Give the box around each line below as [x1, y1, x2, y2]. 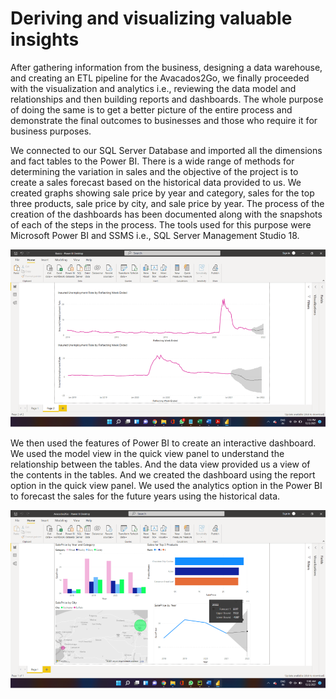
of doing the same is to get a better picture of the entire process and [10, 103, 293, 116]
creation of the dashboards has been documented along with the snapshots [10, 208, 323, 220]
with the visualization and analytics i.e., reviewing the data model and [10, 82, 297, 94]
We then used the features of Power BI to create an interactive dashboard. [10, 437, 317, 449]
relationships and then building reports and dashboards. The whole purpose [10, 93, 324, 105]
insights [10, 28, 80, 51]
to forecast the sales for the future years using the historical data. [10, 490, 281, 502]
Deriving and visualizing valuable [10, 7, 293, 30]
